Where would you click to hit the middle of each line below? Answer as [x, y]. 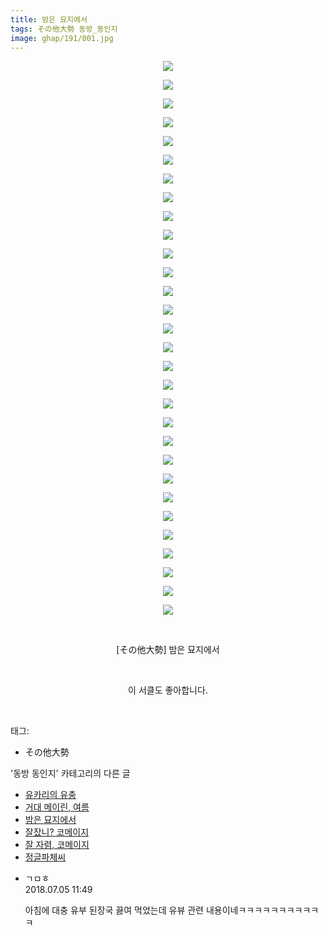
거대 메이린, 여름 [57, 807]
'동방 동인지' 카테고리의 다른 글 [70, 773]
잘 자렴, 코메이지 [57, 845]
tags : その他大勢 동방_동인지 [64, 29]
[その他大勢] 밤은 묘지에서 [168, 650]
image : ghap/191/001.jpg [62, 38]
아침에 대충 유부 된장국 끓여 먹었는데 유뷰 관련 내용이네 [131, 910]
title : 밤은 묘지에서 [49, 19]
